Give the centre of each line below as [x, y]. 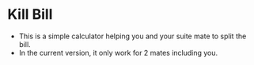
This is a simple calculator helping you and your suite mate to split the [133, 36]
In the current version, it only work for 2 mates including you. [118, 52]
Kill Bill [30, 14]
